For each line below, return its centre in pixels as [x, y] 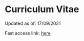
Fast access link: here [28, 33]
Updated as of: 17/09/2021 [33, 23]
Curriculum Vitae [42, 9]
